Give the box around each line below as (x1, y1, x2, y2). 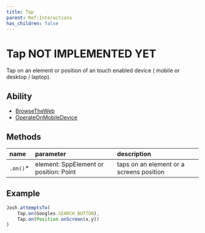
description (117, 149, 151, 158)
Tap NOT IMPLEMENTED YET (6, 46, 157, 61)
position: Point (35, 168, 76, 176)
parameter (35, 149, 67, 158)
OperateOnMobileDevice (15, 114, 77, 121)
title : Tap (6, 9, 34, 15)
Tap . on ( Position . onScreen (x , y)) (17, 216, 99, 222)
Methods (6, 131, 41, 142)
